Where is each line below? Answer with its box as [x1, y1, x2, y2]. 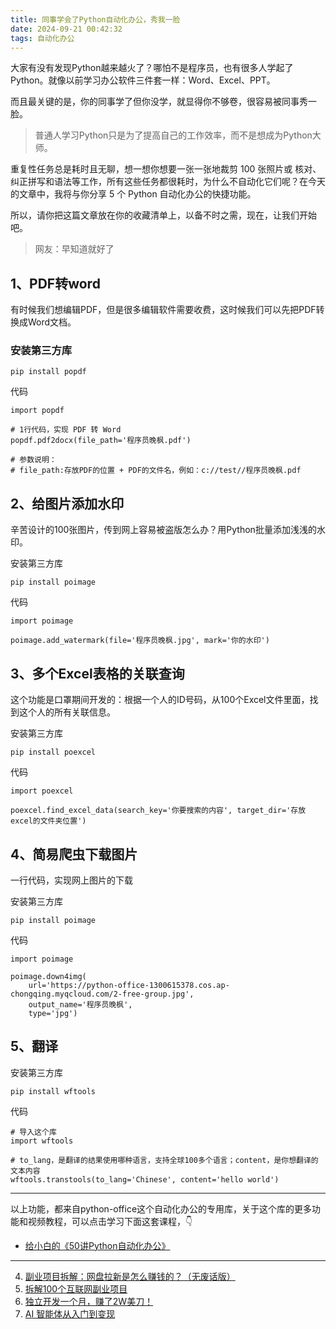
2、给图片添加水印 [10, 495, 125, 512]
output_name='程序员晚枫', [28, 999, 133, 1010]
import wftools [10, 1136, 74, 1146]
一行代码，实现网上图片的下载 [10, 874, 133, 886]
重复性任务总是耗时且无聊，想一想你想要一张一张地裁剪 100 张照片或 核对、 [10, 163, 322, 175]
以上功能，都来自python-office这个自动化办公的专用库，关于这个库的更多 [10, 1202, 313, 1215]
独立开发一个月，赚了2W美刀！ [24, 1295, 154, 1307]
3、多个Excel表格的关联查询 [10, 665, 185, 682]
